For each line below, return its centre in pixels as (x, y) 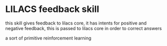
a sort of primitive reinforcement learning (48, 38)
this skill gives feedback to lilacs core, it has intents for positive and (76, 23)
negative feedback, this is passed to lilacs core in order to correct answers (83, 28)
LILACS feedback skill (52, 9)
